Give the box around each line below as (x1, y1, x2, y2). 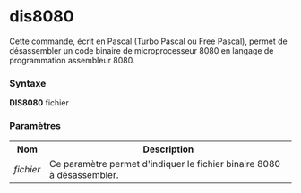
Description (142, 143, 194, 155)
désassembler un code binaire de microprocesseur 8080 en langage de (9, 45, 274, 55)
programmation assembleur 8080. (9, 55, 136, 65)
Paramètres (9, 120, 61, 132)
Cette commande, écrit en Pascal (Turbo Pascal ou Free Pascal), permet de (9, 36, 288, 46)
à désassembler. (48, 168, 119, 180)
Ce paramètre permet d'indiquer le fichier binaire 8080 (48, 157, 280, 170)
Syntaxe (9, 77, 47, 89)
